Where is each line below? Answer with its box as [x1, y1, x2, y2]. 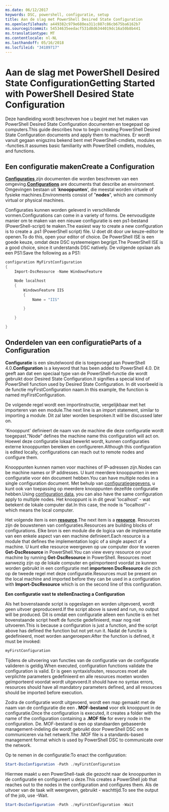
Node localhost [14, 278, 46, 283]
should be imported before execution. [5, 689, 83, 695]
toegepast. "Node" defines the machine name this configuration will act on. [5, 433, 160, 439]
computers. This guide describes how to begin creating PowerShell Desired [5, 126, 160, 132]
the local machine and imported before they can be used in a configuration [5, 576, 160, 582]
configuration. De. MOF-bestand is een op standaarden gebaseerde [5, 721, 146, 727]
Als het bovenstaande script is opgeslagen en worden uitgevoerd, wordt [5, 600, 155, 606]
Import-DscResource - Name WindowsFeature [14, 269, 102, 274]
